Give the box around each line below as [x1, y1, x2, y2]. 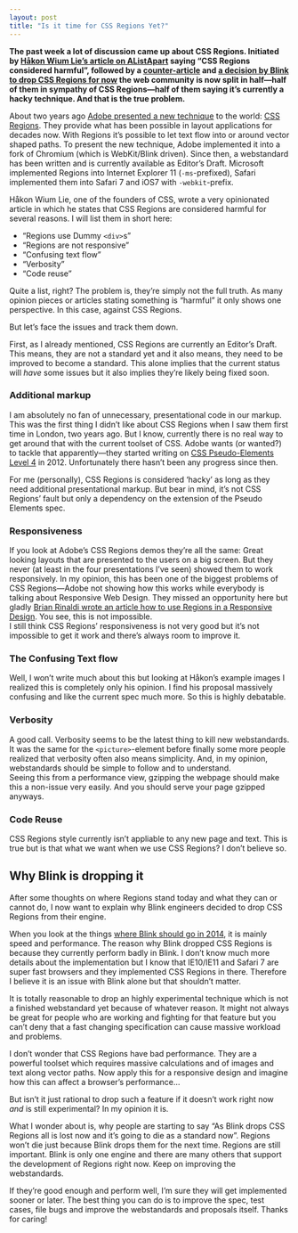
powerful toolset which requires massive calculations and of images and [9, 1057, 274, 1068]
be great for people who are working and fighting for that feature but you [9, 1012, 277, 1023]
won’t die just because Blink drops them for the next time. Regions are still [9, 1139, 281, 1150]
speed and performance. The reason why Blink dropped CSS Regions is [9, 937, 273, 949]
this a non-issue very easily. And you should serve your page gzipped [9, 781, 265, 792]
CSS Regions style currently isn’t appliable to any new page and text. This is [9, 833, 288, 844]
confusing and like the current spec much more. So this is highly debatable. [9, 691, 286, 702]
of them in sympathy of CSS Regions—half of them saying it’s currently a [9, 84, 285, 94]
